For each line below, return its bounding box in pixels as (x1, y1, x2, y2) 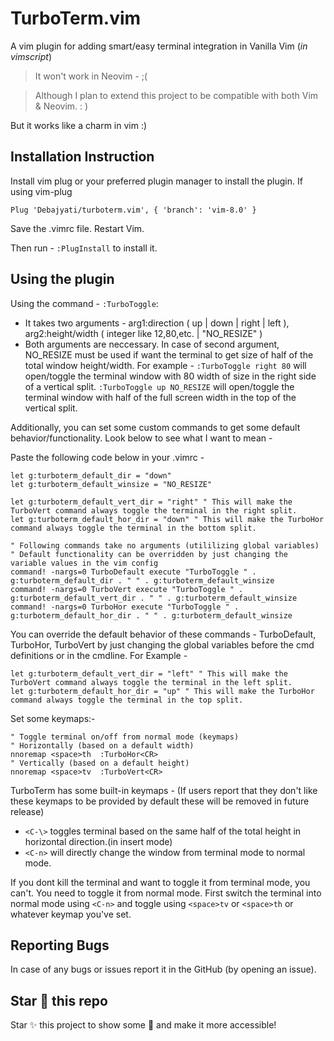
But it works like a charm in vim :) (10, 119, 148, 131)
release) (10, 805, 45, 817)
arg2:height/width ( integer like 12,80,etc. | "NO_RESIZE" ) (24, 327, 263, 339)
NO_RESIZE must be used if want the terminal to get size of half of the (24, 348, 314, 361)
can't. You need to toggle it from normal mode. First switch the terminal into (10, 887, 322, 899)
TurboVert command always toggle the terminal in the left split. (10, 677, 293, 687)
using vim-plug (10, 185, 73, 197)
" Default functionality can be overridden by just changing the (10, 549, 288, 559)
